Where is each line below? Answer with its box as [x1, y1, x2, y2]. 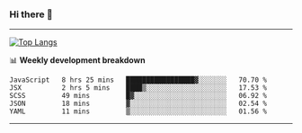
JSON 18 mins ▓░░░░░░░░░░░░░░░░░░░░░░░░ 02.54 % [9, 99, 268, 109]
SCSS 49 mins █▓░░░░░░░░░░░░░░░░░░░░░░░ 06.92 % [9, 92, 268, 101]
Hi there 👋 [9, 8, 54, 21]
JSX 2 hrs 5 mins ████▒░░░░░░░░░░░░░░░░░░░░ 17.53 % [9, 84, 268, 93]
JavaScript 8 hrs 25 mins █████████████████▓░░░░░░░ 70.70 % [9, 75, 268, 84]
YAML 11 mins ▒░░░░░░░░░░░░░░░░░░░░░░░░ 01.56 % [9, 107, 268, 116]
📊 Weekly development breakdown [9, 55, 146, 66]
